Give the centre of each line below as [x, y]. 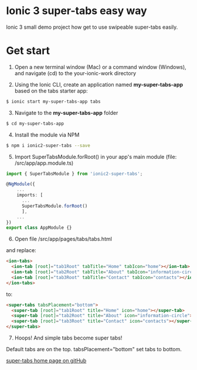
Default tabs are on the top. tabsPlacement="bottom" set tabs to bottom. [94, 349]
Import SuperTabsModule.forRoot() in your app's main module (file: [96, 157]
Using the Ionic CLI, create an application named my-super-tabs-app [99, 84]
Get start [28, 51]
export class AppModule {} [39, 228]
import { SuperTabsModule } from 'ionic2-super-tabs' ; [74, 174]
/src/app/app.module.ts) [44, 163]
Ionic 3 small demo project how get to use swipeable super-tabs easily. [92, 27]
